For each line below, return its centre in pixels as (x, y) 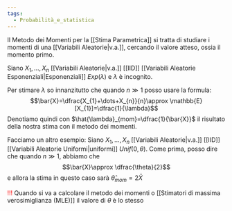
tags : (15, 13)
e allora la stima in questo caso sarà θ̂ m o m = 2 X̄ (75, 178)
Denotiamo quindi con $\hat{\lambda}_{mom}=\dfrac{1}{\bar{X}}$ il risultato (116, 119)
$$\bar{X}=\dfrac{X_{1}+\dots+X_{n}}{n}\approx (99, 101)
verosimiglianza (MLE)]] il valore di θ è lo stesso (75, 200)
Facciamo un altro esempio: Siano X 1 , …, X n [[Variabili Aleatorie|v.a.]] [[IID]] (114, 141)
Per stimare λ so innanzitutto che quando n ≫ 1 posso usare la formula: (109, 90)
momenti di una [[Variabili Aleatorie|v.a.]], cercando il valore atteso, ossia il (114, 47)
